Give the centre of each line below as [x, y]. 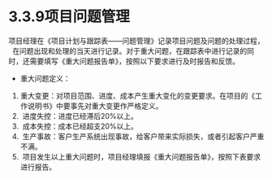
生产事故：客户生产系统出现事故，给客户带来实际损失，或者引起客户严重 [143, 136]
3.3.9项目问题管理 [69, 17]
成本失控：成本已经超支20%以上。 [80, 126]
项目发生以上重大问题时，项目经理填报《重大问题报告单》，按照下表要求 [142, 156]
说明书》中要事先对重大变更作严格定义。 [95, 106]
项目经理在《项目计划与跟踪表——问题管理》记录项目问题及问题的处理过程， [136, 41]
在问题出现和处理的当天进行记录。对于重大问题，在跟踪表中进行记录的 [130, 50]
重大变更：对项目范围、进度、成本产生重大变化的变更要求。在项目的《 [138, 95]
